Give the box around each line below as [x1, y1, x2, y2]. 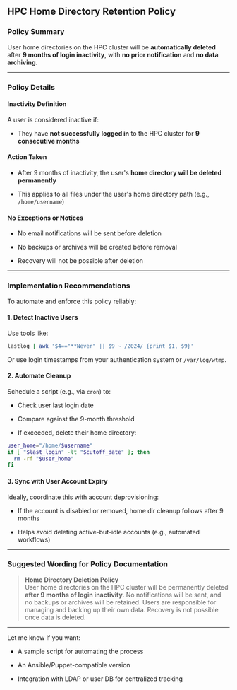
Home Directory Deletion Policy [24, 575, 119, 584]
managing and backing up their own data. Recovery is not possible [24, 605, 219, 614]
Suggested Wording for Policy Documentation [7, 559, 168, 569]
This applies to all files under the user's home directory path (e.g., [17, 190, 209, 199]
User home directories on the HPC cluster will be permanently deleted [24, 583, 229, 591]
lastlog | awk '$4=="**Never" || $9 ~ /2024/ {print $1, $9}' [7, 342, 194, 349]
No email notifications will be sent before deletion [17, 229, 162, 238]
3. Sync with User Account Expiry [7, 476, 108, 485]
